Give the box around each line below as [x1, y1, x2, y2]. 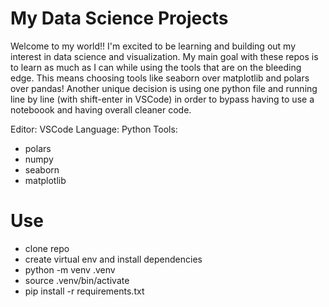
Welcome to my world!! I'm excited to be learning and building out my [10, 40, 297, 52]
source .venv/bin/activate [24, 274, 130, 286]
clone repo [24, 242, 70, 254]
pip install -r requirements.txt [24, 285, 145, 297]
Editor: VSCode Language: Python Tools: [10, 123, 178, 135]
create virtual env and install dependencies [24, 253, 203, 265]
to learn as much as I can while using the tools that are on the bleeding [10, 61, 302, 73]
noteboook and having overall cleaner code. [10, 103, 192, 116]
